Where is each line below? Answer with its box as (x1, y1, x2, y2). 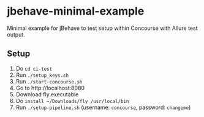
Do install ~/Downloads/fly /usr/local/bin (15, 97, 129, 104)
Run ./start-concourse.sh (15, 77, 83, 85)
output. (7, 30, 25, 38)
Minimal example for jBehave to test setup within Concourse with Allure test (7, 24, 198, 32)
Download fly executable (15, 90, 79, 98)
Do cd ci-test (15, 65, 53, 72)
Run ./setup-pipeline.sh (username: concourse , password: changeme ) (15, 104, 191, 111)
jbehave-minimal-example (7, 4, 145, 18)
